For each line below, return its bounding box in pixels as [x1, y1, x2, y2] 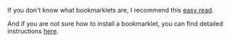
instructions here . [7, 27, 59, 35]
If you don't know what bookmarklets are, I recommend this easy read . [7, 6, 214, 14]
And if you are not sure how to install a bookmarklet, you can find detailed [7, 20, 224, 27]
